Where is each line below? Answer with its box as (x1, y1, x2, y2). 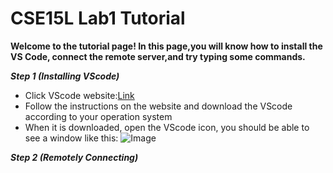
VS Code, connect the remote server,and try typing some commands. (10, 50, 306, 62)
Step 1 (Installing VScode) (10, 70, 120, 82)
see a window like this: (24, 132, 119, 144)
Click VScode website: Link (24, 89, 135, 101)
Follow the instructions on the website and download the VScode (24, 100, 293, 112)
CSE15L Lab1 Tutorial (10, 7, 186, 30)
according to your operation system (24, 110, 173, 122)
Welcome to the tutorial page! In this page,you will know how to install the (10, 40, 323, 52)
